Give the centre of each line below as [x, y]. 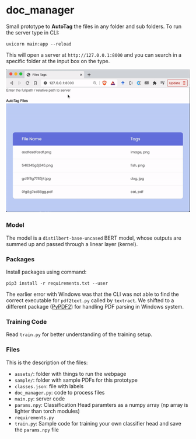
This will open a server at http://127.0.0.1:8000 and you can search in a [94, 55]
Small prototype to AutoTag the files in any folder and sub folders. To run [94, 26]
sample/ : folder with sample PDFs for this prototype [76, 380]
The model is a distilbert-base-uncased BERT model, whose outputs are [94, 238]
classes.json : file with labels [49, 386]
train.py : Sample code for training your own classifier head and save [98, 423]
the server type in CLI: [33, 32]
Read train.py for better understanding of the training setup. [79, 334]
